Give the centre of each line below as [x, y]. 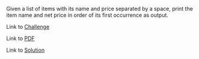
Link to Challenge [28, 27]
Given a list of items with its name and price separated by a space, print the [100, 9]
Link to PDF [20, 38]
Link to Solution [26, 50]
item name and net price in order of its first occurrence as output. [87, 15]
